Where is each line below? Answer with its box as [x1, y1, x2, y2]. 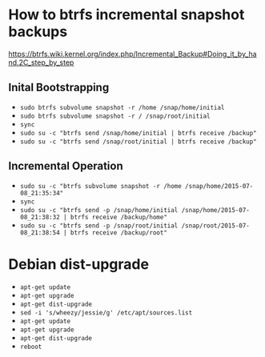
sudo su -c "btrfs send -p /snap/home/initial [19, 206, 179, 214]
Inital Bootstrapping [8, 81, 110, 94]
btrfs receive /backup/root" [70, 228, 168, 237]
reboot [19, 343, 42, 351]
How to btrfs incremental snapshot [8, 6, 245, 24]
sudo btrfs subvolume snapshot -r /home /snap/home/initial [19, 103, 225, 111]
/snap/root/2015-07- [181, 222, 250, 230]
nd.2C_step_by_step [8, 58, 74, 67]
